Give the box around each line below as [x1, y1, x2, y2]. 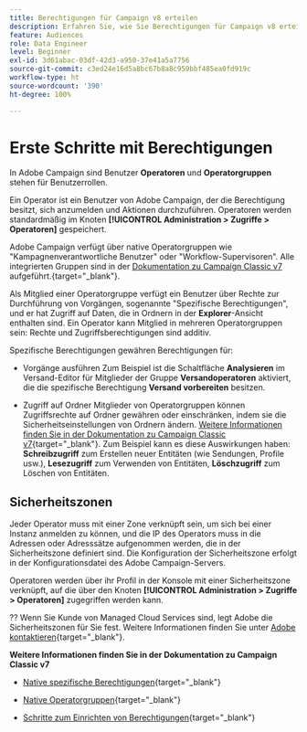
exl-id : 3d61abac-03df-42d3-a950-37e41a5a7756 [9, 56, 190, 65]
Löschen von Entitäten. [22, 468, 110, 479]
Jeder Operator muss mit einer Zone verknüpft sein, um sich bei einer [9, 518, 272, 530]
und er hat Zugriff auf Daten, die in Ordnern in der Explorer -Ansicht [9, 308, 263, 319]
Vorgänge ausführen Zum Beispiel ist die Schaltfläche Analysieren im [22, 363, 285, 374]
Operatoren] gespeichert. [9, 224, 107, 235]
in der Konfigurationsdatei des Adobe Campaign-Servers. [9, 557, 227, 568]
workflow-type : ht [9, 73, 79, 82]
